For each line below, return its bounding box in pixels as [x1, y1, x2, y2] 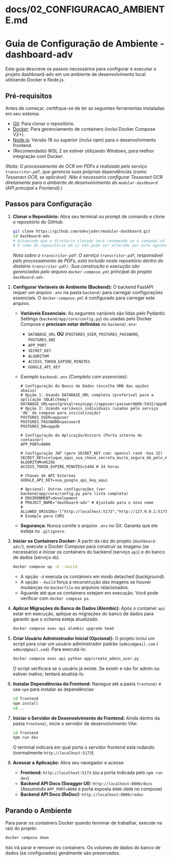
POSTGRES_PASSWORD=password [20, 419, 80, 425]
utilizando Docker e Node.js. [5, 77, 65, 83]
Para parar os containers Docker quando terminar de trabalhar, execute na [5, 820, 162, 826]
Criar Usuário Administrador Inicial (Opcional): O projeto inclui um [12, 635, 155, 641]
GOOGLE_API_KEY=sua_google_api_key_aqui [20, 478, 108, 483]
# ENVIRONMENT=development [20, 496, 78, 501]
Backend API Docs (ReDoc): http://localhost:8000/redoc [20, 791, 144, 797]
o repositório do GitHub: [12, 219, 64, 225]
